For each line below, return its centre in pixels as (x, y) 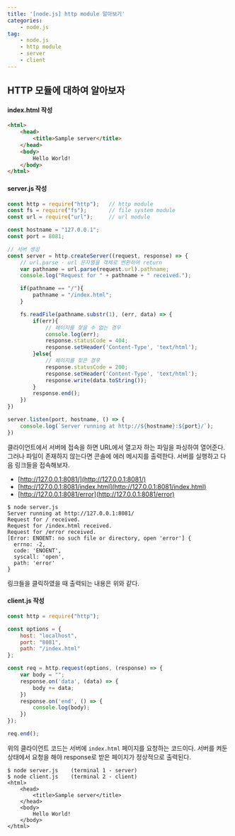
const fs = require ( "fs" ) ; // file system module (91, 211)
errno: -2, (30, 544)
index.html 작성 (30, 110)
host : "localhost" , (49, 635)
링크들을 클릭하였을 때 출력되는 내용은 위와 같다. (74, 583)
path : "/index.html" (50, 649)
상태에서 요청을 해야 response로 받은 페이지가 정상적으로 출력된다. (99, 757)
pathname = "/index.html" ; (73, 295)
